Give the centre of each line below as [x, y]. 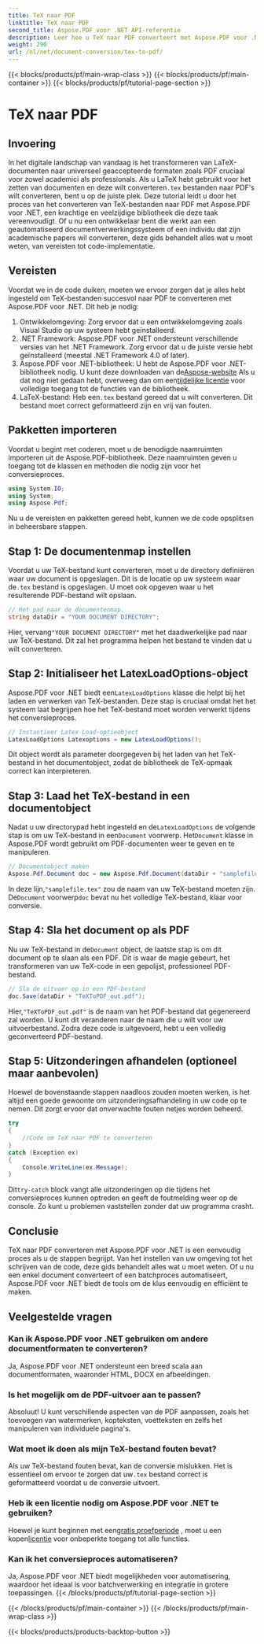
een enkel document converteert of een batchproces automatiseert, [118, 1275]
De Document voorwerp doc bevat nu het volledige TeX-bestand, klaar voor [125, 897]
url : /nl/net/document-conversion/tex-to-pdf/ [86, 52]
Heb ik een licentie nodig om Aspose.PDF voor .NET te [114, 1503]
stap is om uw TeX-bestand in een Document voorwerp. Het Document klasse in [131, 836]
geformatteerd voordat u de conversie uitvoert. [84, 1483]
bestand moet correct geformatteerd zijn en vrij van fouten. [115, 405]
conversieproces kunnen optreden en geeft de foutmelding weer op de [123, 1198]
